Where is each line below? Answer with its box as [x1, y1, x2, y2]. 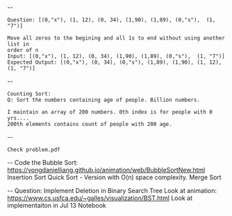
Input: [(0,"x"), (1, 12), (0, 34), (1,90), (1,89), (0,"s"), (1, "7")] [7, 53, 226, 60]
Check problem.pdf [7, 146, 60, 153]
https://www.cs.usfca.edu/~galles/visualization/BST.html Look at [7, 194, 193, 202]
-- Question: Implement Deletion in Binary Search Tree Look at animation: [7, 187, 217, 195]
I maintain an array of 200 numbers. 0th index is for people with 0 [7, 109, 213, 116]
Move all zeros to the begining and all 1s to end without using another [7, 35, 226, 42]
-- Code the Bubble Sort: [7, 159, 78, 166]
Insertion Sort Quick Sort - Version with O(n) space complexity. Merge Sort [7, 173, 222, 181]
